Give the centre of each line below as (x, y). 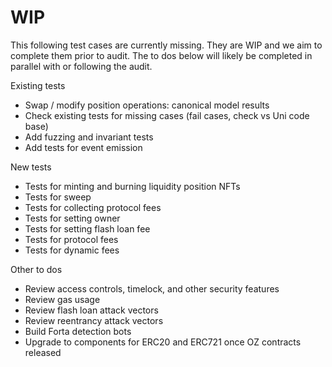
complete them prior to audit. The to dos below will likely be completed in (161, 55)
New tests (31, 167)
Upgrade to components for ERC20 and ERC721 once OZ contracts (163, 342)
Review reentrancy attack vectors (94, 320)
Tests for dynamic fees (72, 250)
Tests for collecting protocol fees (93, 207)
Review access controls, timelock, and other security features (152, 288)
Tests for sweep (58, 197)
